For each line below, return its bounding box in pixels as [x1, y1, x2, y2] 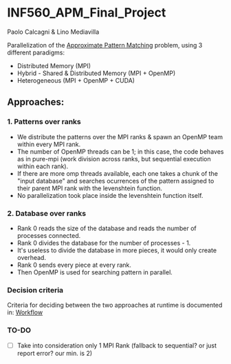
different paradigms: [7, 48, 65, 57]
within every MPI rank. [16, 140, 81, 148]
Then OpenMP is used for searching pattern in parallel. [16, 267, 173, 276]
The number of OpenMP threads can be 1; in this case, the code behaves [16, 147, 224, 156]
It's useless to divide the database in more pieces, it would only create [16, 246, 217, 254]
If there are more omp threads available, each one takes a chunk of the [16, 169, 219, 177]
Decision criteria [7, 285, 64, 294]
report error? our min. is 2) [16, 349, 93, 357]
